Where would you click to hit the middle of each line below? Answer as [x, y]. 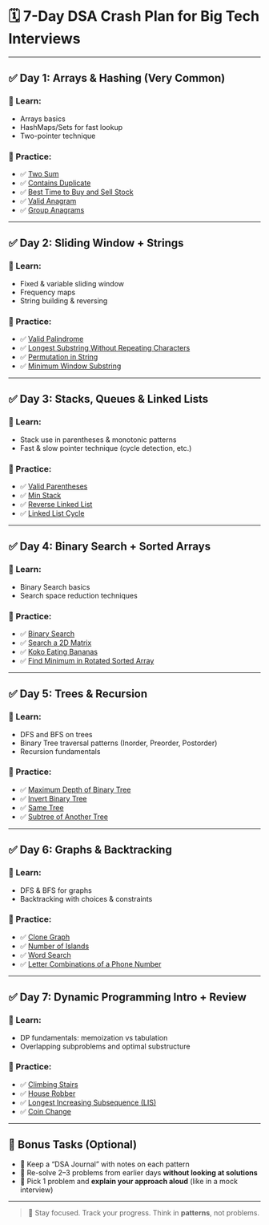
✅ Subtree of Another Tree [64, 817]
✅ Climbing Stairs [49, 1084]
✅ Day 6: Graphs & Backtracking [90, 850]
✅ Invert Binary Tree [53, 798]
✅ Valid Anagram [48, 201]
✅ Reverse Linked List [56, 504]
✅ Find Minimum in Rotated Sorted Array [87, 660]
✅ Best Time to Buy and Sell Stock [76, 192]
